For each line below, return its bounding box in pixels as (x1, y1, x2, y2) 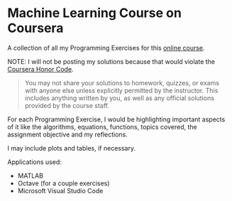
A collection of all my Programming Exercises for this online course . (7, 43, 205, 52)
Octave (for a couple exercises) (17, 179, 110, 188)
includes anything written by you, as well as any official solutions (24, 94, 215, 102)
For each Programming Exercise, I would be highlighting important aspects (7, 115, 226, 124)
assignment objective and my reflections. (7, 130, 128, 138)
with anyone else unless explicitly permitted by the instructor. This (24, 86, 219, 94)
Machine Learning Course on (7, 5, 182, 21)
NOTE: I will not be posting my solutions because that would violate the (7, 57, 215, 65)
